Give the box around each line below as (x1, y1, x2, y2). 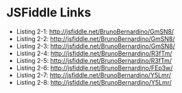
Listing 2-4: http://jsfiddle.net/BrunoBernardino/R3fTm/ (16, 49, 172, 57)
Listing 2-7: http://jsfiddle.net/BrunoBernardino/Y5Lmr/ (16, 70, 172, 79)
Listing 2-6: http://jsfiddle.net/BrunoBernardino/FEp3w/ (16, 64, 173, 72)
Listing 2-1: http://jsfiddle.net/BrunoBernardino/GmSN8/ (16, 27, 174, 36)
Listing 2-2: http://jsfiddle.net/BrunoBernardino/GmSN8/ (16, 34, 175, 42)
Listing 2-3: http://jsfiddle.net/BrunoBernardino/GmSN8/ (16, 42, 175, 50)
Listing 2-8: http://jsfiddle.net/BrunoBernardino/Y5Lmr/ (16, 78, 172, 86)
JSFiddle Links (6, 5, 92, 21)
